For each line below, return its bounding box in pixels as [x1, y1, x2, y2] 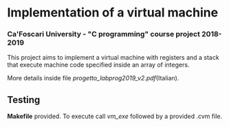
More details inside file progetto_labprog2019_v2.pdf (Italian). [7, 74, 179, 82]
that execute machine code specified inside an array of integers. [7, 60, 190, 69]
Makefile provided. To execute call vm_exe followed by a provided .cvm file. [7, 112, 222, 121]
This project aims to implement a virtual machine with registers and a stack [7, 54, 219, 62]
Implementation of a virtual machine [7, 5, 219, 21]
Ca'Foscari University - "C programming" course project [7, 30, 201, 39]
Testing [7, 94, 41, 106]
